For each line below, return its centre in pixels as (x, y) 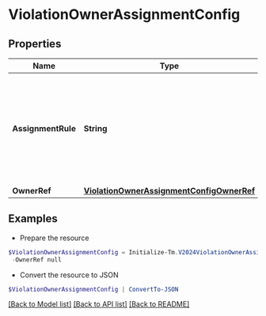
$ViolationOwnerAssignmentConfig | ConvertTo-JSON (93, 289)
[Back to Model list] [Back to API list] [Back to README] (99, 304)
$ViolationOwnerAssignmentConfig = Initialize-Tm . (93, 252)
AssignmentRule (44, 128)
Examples (33, 219)
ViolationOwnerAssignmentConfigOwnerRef (169, 191)
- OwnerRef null (36, 260)
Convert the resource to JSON (69, 275)
